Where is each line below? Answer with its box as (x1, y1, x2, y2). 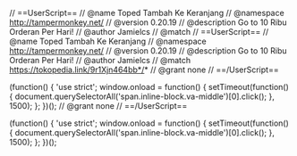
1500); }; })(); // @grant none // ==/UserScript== (9, 101, 188, 111)
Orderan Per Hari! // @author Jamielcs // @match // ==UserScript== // (9, 27, 269, 37)
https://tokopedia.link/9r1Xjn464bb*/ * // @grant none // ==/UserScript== (9, 64, 279, 75)
